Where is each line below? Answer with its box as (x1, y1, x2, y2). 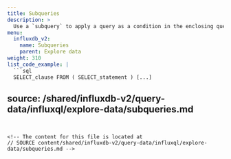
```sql (13, 67, 32, 74)
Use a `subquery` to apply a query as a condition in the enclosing (13, 23, 214, 29)
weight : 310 (7, 55, 41, 62)
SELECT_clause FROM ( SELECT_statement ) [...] (13, 73, 153, 81)
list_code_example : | (7, 61, 69, 68)
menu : (7, 29, 23, 36)
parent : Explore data (19, 49, 81, 56)
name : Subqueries (19, 42, 69, 49)
